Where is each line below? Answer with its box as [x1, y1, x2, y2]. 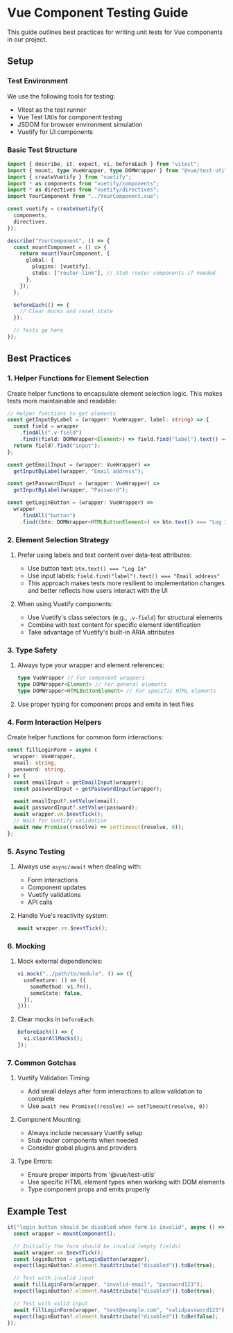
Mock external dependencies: [17, 957, 103, 966]
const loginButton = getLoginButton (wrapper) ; [13, 1255, 150, 1263]
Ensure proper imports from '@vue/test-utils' [27, 1171, 156, 1179]
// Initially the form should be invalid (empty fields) [13, 1243, 182, 1250]
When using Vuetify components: [17, 600, 113, 608]
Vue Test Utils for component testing [17, 112, 123, 121]
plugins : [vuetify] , [32, 263, 92, 270]
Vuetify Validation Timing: [17, 1074, 92, 1082]
